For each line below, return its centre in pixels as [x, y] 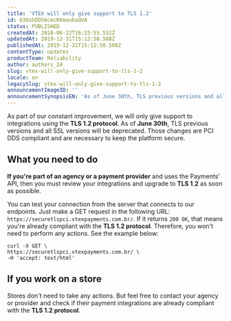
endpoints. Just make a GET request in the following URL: [89, 211]
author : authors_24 [35, 65]
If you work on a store [54, 279]
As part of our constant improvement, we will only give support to [100, 116]
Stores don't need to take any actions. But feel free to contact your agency [113, 296]
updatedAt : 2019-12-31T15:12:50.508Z [61, 39]
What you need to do [53, 160]
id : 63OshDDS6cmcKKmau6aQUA [47, 20]
